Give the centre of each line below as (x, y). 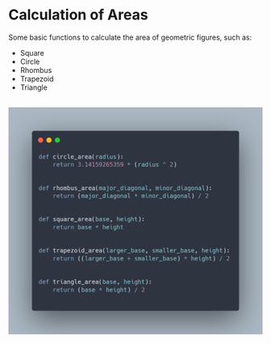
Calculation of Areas (78, 15)
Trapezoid (37, 78)
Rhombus (36, 70)
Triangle (34, 87)
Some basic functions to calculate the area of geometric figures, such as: (130, 37)
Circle (30, 61)
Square (32, 53)
